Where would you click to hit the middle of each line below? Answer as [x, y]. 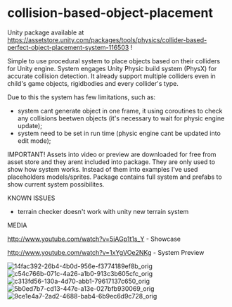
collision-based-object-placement [110, 13]
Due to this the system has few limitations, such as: [82, 97]
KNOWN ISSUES [31, 198]
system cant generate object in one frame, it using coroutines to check [120, 111]
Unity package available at [46, 32]
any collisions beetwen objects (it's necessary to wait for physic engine [121, 118]
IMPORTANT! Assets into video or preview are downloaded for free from [112, 154]
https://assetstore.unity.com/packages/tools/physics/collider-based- [107, 39]
